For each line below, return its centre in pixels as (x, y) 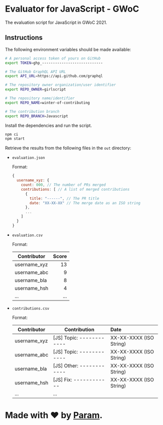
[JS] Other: (66, 366)
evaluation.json (28, 158)
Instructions (24, 38)
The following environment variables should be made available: (68, 49)
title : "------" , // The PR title (65, 198)
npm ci (12, 134)
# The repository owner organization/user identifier (61, 85)
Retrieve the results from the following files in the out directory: (68, 148)
